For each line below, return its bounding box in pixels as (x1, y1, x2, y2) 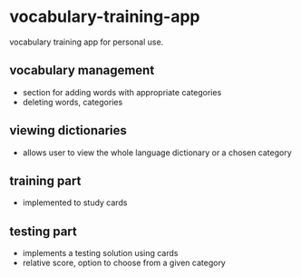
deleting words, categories (22, 96, 123, 107)
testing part (9, 223, 77, 239)
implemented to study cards (22, 197, 128, 208)
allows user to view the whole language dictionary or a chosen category (22, 147, 292, 158)
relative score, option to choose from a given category (22, 257, 227, 269)
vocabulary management (9, 63, 155, 78)
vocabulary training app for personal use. (9, 36, 164, 47)
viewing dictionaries (9, 123, 127, 138)
